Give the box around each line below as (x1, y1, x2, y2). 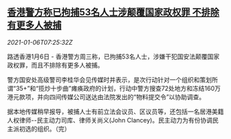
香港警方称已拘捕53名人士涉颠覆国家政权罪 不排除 (7, 6, 220, 19)
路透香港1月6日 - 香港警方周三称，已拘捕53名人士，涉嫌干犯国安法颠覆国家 (7, 52, 220, 61)
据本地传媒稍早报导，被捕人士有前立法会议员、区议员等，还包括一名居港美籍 (7, 107, 224, 116)
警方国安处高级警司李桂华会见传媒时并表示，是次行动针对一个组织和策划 (7, 75, 212, 84)
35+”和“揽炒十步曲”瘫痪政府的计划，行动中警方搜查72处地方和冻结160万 (16, 84, 221, 92)
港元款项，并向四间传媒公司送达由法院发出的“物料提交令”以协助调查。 (7, 92, 206, 101)
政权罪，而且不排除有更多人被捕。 (7, 61, 104, 69)
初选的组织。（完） (19, 125, 71, 133)
